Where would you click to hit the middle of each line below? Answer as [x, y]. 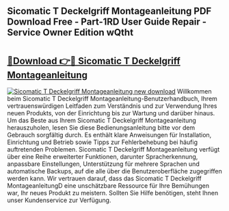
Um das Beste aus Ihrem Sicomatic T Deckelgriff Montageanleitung [102, 120]
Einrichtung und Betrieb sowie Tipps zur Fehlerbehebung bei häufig [103, 142]
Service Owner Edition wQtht [70, 32]
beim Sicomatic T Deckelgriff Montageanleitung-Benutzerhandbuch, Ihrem [112, 99]
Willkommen [194, 91]
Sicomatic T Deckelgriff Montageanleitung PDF [109, 11]
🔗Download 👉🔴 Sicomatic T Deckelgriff [94, 61]
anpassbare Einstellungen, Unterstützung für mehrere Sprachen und [103, 164]
